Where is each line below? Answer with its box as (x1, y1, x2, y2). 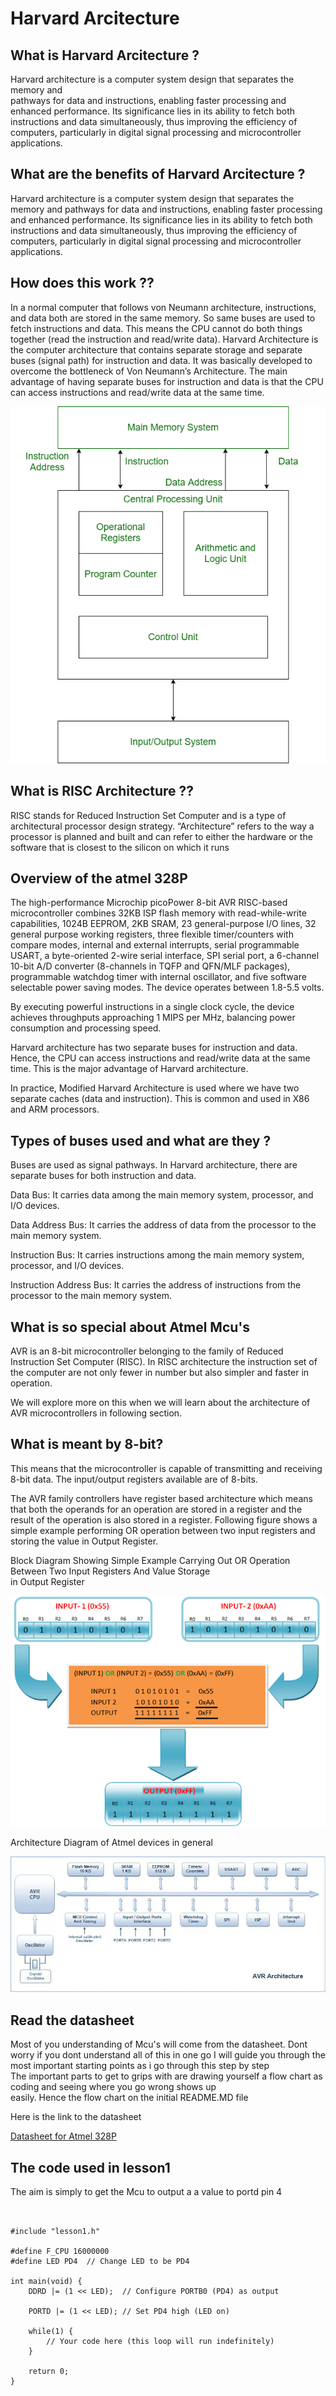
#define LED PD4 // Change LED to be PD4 (10, 2256, 190, 2266)
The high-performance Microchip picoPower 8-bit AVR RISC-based (10, 897, 288, 909)
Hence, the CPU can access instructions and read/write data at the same (10, 1052, 311, 1064)
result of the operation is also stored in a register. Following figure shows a (10, 1513, 318, 1526)
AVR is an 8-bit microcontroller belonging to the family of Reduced (10, 1345, 284, 1357)
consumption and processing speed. (10, 1022, 162, 1034)
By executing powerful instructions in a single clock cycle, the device (10, 1001, 295, 1013)
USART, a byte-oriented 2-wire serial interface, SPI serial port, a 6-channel (10, 950, 320, 962)
